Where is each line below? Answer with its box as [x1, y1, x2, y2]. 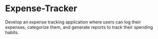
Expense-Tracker [5, 3, 78, 14]
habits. [5, 29, 19, 35]
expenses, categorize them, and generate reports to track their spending [5, 24, 153, 30]
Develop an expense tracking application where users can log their [5, 19, 141, 25]
